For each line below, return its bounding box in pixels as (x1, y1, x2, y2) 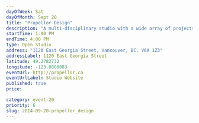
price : (6, 86, 23, 92)
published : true (6, 81, 46, 87)
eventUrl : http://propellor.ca (6, 70, 84, 75)
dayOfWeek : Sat (6, 8, 44, 15)
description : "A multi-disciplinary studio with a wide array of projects (6, 25, 195, 31)
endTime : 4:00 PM (6, 36, 49, 42)
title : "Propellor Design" (6, 20, 73, 26)
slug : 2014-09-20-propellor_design (6, 108, 94, 113)
